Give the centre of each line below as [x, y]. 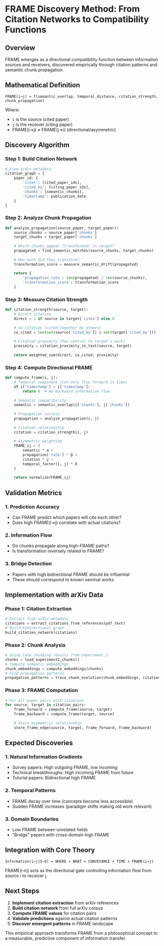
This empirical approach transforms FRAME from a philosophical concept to [81, 933]
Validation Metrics [33, 493]
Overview [20, 48]
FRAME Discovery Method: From [72, 9]
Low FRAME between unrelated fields [50, 829]
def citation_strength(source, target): [47, 310]
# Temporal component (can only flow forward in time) [71, 382]
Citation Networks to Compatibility [77, 19]
